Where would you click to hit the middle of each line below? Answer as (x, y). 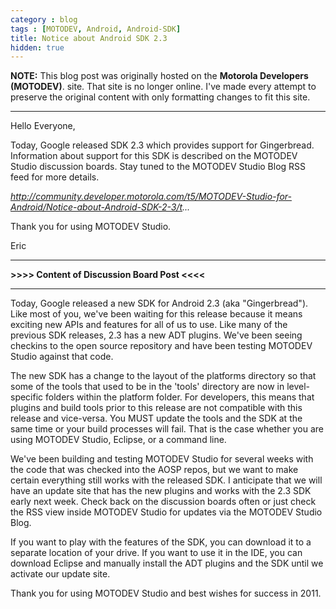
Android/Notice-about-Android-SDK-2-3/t (96, 207)
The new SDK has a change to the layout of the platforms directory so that (163, 376)
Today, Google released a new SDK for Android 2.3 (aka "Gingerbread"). (159, 303)
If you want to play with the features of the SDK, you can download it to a (161, 542)
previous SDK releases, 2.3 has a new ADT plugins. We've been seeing (156, 335)
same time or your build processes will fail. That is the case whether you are (167, 429)
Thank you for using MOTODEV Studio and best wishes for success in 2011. (166, 593)
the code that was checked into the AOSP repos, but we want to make (154, 470)
